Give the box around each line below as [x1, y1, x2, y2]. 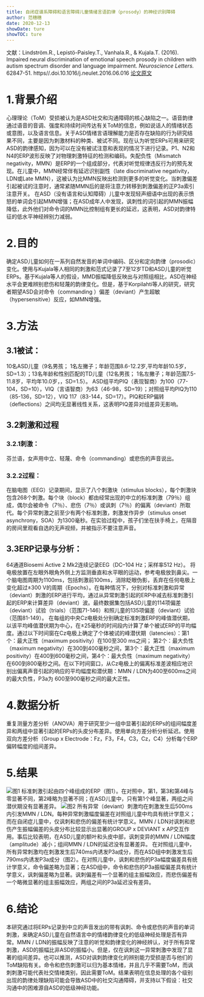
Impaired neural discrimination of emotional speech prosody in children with [6, 56, 197, 63]
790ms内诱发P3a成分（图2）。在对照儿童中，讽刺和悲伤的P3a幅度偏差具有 [6, 855, 192, 863]
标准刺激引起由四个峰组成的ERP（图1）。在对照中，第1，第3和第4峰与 [21, 787, 194, 795]
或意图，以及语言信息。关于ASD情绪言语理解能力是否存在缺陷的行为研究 [6, 129, 188, 137]
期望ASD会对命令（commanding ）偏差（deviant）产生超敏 [11, 288, 160, 295]
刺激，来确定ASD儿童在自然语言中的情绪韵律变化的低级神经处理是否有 [6, 931, 182, 938]
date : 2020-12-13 [6, 20, 50, 26]
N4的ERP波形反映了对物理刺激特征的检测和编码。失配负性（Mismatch [6, 152, 182, 160]
